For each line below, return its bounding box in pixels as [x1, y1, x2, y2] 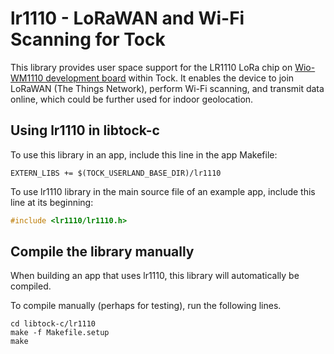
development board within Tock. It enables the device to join [45, 72, 295, 84]
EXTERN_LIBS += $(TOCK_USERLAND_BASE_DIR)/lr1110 [10, 168, 222, 178]
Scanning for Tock [10, 28, 166, 51]
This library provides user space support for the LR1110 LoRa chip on [10, 61, 293, 73]
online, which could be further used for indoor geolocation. [10, 93, 254, 105]
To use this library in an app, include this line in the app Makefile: [10, 148, 278, 161]
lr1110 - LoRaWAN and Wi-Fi [10, 7, 245, 30]
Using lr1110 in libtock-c [10, 122, 160, 139]
